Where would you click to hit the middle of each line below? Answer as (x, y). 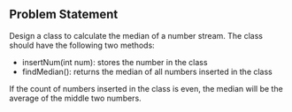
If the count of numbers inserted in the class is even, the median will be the (146, 88)
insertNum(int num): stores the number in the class (115, 62)
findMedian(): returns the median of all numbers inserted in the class (147, 71)
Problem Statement (64, 15)
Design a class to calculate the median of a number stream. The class (136, 35)
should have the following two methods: (82, 45)
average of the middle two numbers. (75, 98)
